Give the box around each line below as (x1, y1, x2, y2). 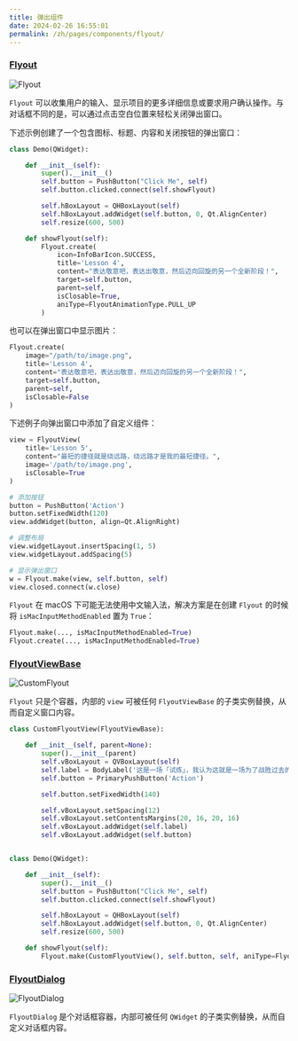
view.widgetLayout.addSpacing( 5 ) (9, 550, 133, 559)
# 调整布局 (9, 534, 44, 543)
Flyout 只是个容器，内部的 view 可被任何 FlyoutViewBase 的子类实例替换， (9, 696, 279, 707)
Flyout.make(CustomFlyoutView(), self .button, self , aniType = (41, 951, 276, 960)
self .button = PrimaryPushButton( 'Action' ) (41, 773, 204, 783)
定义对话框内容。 (9, 1022, 72, 1033)
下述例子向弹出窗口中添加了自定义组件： (9, 418, 157, 428)
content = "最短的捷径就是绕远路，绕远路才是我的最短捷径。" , (25, 452, 221, 461)
